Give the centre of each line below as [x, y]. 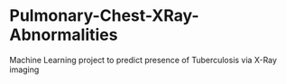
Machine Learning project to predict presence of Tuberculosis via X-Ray [143, 60]
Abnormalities [64, 35]
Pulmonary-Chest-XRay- [105, 16]
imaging [24, 70]
